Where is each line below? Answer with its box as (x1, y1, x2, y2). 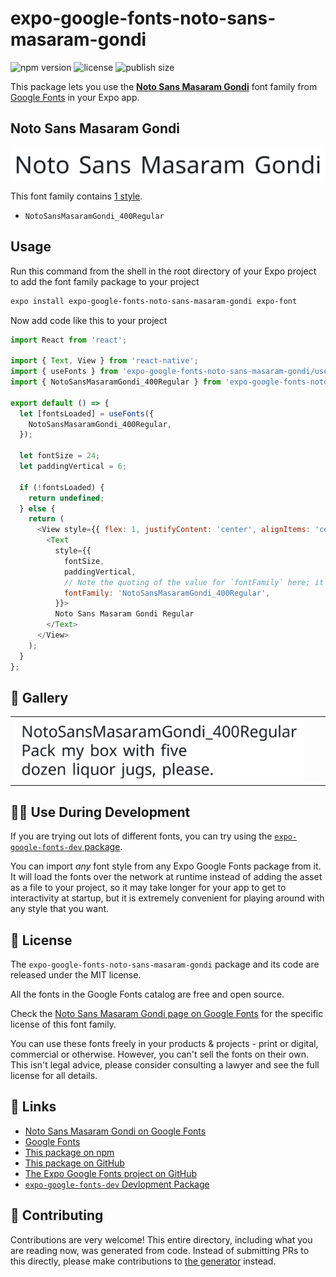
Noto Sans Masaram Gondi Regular (54, 609, 195, 619)
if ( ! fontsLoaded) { (19, 482, 105, 492)
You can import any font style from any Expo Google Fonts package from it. (10, 860, 322, 872)
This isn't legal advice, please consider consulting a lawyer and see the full (10, 1059, 320, 1071)
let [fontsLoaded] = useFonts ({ (19, 408, 155, 419)
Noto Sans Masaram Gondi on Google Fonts (24, 1125, 207, 1137)
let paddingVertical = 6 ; (19, 462, 128, 472)
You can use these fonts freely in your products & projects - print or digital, (10, 1038, 319, 1049)
